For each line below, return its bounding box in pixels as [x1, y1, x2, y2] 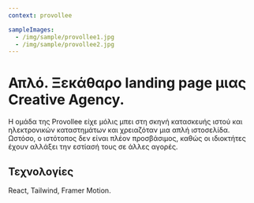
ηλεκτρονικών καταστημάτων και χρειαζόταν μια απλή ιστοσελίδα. [8, 125, 230, 135]
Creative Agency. [8, 91, 125, 109]
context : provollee [8, 11, 73, 20]
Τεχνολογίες [8, 164, 74, 178]
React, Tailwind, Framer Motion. [8, 186, 112, 195]
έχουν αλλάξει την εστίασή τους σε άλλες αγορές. [8, 142, 178, 152]
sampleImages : [8, 25, 55, 34]
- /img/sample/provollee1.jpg [15, 33, 114, 41]
